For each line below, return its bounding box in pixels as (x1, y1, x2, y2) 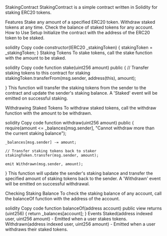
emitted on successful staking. (5, 95, 68, 101)
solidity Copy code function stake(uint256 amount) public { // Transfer (5, 64, 149, 70)
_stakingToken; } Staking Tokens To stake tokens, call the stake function (5, 50, 153, 56)
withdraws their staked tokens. (5, 227, 68, 232)
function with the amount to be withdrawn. (5, 110, 92, 116)
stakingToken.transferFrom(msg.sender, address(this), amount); (5, 75, 136, 81)
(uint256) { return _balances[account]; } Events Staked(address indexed (5, 211, 153, 216)
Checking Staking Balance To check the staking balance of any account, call (5, 190, 162, 196)
